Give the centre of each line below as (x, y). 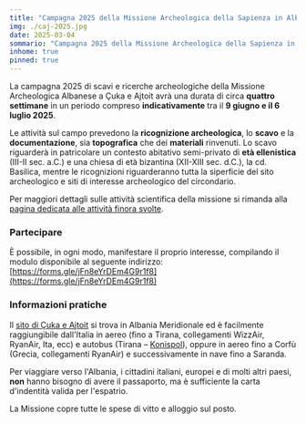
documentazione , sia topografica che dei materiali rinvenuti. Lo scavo (143, 143)
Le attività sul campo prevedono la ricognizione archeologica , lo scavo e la (152, 133)
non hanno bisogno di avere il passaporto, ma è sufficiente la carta (135, 381)
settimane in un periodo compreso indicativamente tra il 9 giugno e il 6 (145, 105)
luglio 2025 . (33, 115)
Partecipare (36, 232)
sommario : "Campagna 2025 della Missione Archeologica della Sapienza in (153, 43)
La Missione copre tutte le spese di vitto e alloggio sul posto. (123, 408)
